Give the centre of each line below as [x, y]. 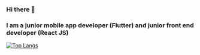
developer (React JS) [37, 33]
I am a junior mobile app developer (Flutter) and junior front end [100, 25]
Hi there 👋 [21, 9]
